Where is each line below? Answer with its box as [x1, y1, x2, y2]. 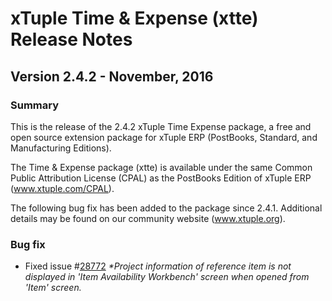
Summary [10, 98, 60, 112]
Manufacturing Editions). [10, 142, 112, 154]
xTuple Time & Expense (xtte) [10, 7, 259, 30]
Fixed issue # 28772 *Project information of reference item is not [24, 260, 292, 272]
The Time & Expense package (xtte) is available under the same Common [10, 161, 313, 173]
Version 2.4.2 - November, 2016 [10, 68, 214, 85]
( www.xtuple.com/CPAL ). [10, 182, 115, 194]
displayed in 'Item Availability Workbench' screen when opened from [24, 271, 310, 283]
